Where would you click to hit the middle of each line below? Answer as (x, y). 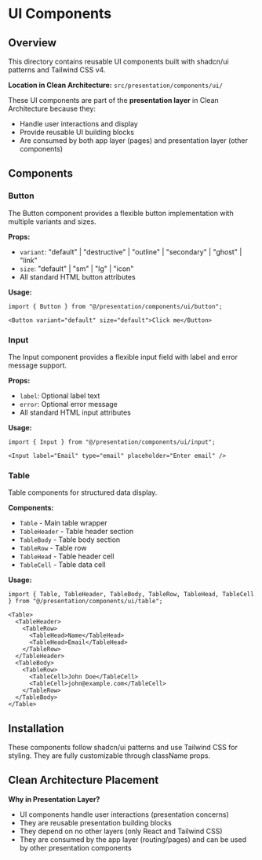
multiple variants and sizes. (52, 221)
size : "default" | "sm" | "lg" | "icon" (76, 269)
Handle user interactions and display (79, 124)
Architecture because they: (52, 108)
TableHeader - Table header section (76, 532)
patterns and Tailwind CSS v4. (57, 70)
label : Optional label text (60, 395)
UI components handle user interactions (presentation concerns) (124, 814)
